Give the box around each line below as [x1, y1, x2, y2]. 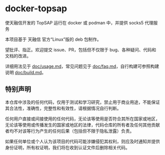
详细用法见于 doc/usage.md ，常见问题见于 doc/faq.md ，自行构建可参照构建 [5, 63, 160, 69]
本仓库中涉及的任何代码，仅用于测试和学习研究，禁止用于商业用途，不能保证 [5, 99, 160, 105]
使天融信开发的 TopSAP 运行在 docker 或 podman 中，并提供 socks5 [5, 20, 144, 26]
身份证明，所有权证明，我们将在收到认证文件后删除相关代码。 [5, 144, 130, 150]
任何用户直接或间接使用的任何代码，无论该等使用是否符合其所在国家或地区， [5, 116, 160, 122]
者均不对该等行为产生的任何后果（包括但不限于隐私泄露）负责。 [5, 128, 134, 134]
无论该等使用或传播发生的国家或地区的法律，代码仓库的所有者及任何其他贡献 [5, 122, 160, 128]
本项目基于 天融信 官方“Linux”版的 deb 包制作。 [5, 36, 102, 42]
